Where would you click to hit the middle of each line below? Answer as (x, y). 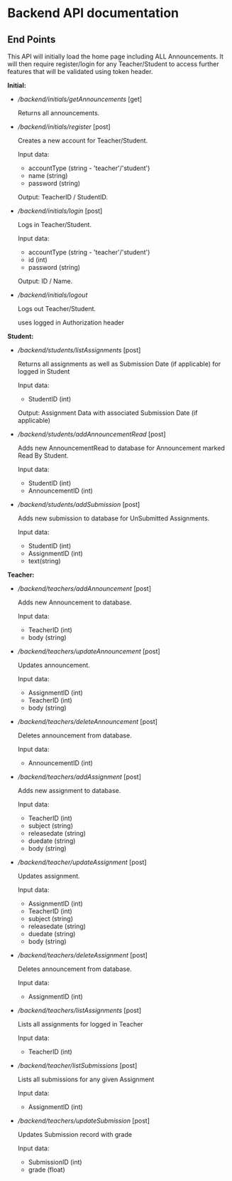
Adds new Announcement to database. (74, 602)
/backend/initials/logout (53, 295)
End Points (32, 40)
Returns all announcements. (59, 113)
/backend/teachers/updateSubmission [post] (84, 1120)
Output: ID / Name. (45, 281)
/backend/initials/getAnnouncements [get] (80, 99)
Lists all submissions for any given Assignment (86, 1079)
